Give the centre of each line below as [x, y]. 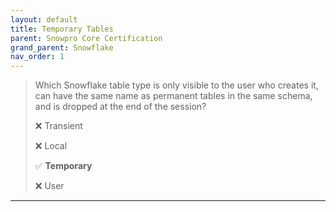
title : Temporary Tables [62, 29]
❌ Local [51, 146]
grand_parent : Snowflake [62, 47]
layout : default [44, 19]
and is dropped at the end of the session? [120, 107]
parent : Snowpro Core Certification [86, 38]
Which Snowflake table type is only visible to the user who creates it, [176, 85]
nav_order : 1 [37, 57]
